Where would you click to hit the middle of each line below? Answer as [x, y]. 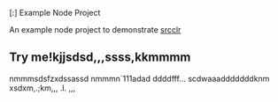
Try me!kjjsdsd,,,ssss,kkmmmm [100, 58]
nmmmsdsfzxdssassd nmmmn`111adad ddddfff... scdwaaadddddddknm [139, 78]
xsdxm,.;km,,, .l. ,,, [42, 88]
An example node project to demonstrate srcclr [95, 29]
